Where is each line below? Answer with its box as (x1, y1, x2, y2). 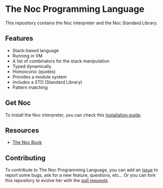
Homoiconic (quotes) (12, 68, 56, 74)
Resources (5, 126, 39, 134)
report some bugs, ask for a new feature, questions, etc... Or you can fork (5, 172, 156, 178)
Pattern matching (12, 84, 48, 90)
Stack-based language (12, 47, 59, 53)
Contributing (5, 154, 46, 162)
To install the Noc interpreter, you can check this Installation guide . (5, 112, 142, 118)
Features (5, 34, 33, 43)
